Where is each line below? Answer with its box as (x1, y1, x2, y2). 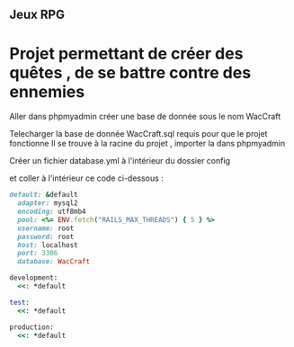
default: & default (9, 191, 78, 200)
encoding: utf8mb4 (17, 207, 87, 217)
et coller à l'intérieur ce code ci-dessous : (9, 173, 164, 183)
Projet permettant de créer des (9, 43, 244, 64)
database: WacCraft (17, 257, 91, 266)
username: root (17, 224, 75, 233)
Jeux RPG (9, 7, 66, 22)
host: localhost (17, 240, 78, 250)
